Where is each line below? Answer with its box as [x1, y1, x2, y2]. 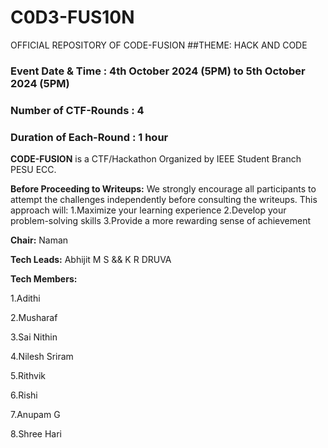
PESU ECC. [10, 164, 57, 176]
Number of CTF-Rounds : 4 [10, 103, 145, 117]
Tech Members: [10, 273, 78, 285]
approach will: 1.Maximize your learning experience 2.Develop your [10, 204, 287, 216]
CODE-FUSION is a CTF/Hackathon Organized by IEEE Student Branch [10, 153, 302, 165]
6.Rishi [10, 389, 38, 401]
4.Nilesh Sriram [10, 351, 74, 363]
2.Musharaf [10, 312, 58, 324]
